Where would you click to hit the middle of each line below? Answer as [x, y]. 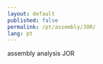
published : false [33, 20]
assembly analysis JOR [41, 53]
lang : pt [20, 33]
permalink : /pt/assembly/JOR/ [52, 27]
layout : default [31, 14]
